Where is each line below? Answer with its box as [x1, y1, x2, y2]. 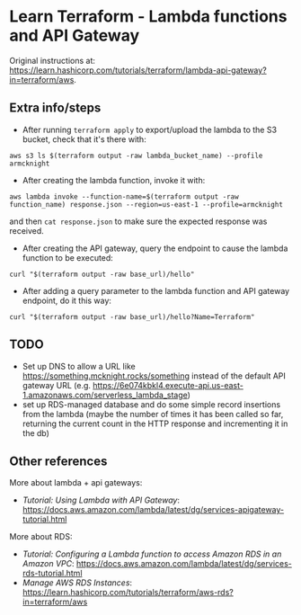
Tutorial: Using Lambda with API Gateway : [22, 495, 180, 505]
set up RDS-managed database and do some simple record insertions [22, 398, 281, 410]
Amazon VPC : [22, 558, 75, 569]
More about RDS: [9, 531, 73, 542]
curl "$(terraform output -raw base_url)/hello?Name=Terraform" [9, 312, 255, 321]
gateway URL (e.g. [22, 379, 92, 390]
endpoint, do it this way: [22, 295, 112, 306]
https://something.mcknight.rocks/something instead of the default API [22, 370, 286, 381]
